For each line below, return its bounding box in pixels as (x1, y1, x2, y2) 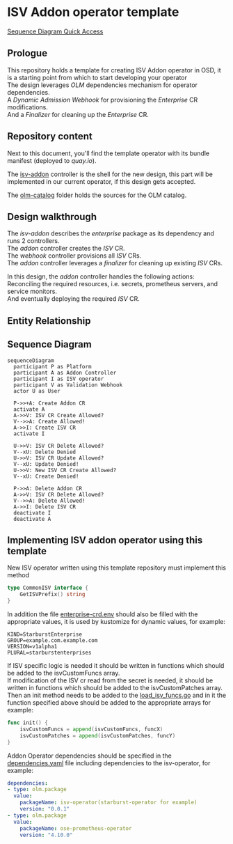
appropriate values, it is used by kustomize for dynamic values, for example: (7, 618, 226, 626)
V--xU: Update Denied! (13, 460, 79, 467)
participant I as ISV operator (13, 375, 104, 382)
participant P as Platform (13, 363, 92, 370)
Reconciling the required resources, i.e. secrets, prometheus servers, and (7, 280, 218, 288)
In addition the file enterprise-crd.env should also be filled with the (7, 610, 198, 618)
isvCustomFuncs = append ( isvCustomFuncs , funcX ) (19, 726, 163, 733)
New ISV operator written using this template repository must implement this (7, 563, 226, 572)
